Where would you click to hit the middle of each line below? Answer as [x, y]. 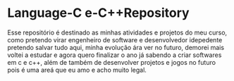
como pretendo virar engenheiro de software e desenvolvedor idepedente [115, 39]
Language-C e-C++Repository [98, 13]
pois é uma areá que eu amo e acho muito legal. [77, 70]
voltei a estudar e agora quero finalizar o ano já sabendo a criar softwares [115, 55]
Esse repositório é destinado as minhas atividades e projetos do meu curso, [117, 32]
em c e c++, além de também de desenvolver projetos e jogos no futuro [112, 62]
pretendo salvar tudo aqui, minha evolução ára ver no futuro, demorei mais [116, 47]
